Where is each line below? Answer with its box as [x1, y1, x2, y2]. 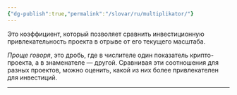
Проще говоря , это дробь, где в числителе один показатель [7, 51, 189, 59]
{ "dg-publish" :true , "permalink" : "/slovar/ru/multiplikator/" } [7, 10, 194, 18]
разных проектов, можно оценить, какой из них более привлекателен [7, 65, 219, 74]
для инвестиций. [7, 73, 58, 82]
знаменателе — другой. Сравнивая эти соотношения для [45, 58, 219, 67]
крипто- [190, 51, 214, 59]
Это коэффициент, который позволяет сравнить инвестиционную [7, 30, 205, 38]
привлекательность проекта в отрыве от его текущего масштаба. [7, 37, 206, 46]
